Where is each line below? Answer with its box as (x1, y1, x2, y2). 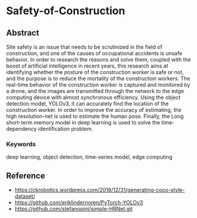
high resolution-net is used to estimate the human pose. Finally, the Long (6, 113, 184, 120)
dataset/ (14, 193, 35, 200)
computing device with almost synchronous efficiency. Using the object (6, 94, 181, 101)
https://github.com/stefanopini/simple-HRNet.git (14, 206, 133, 213)
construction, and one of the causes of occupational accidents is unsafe (6, 50, 182, 57)
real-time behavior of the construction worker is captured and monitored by (6, 81, 190, 88)
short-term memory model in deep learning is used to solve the (6, 119, 160, 126)
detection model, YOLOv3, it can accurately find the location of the (6, 100, 169, 107)
